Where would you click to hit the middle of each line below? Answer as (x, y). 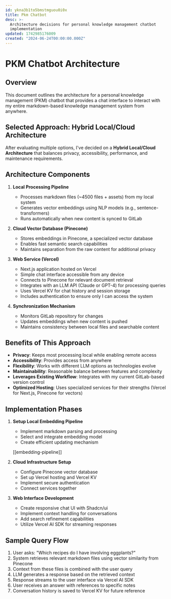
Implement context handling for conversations (69, 514)
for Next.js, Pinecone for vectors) (48, 393)
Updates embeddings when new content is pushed (74, 321)
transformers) (35, 213)
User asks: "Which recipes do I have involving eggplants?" (74, 552)
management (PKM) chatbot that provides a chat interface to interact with (83, 100)
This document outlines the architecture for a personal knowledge (75, 95)
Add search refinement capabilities (57, 519)
